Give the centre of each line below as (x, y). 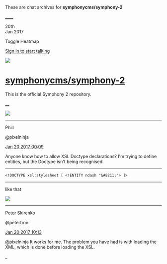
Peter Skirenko (20, 213)
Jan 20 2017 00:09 (24, 147)
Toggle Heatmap (22, 41)
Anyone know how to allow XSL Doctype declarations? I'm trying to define (81, 156)
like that (13, 189)
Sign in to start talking (28, 51)
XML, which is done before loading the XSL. (50, 247)
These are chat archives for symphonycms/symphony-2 (64, 7)
